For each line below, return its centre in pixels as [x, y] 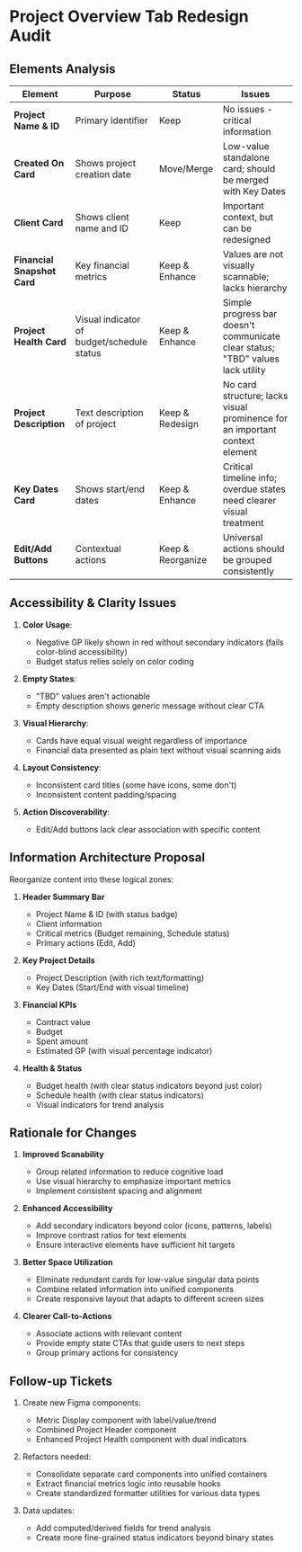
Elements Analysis [62, 69]
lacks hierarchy [255, 288]
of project [96, 424]
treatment [243, 523]
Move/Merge [186, 169]
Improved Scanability [63, 1155]
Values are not [253, 254]
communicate [252, 336]
